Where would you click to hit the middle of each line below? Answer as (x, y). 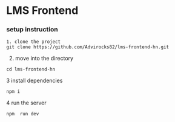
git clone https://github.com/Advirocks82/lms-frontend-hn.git (88, 47)
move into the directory (44, 59)
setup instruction (32, 30)
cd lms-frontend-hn (31, 69)
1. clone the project (34, 42)
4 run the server (26, 103)
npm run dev (23, 114)
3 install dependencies (35, 81)
